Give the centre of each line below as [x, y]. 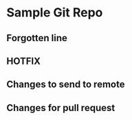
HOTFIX [23, 61]
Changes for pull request [61, 108]
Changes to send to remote [66, 85]
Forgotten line [37, 38]
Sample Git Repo [55, 13]
